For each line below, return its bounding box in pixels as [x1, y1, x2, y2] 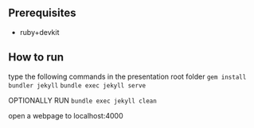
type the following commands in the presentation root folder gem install [8, 72, 247, 81]
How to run [8, 51, 64, 64]
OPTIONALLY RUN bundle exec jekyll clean [8, 95, 157, 105]
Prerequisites [8, 6, 76, 20]
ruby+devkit [19, 27, 60, 37]
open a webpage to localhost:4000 [8, 111, 123, 120]
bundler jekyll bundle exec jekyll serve [8, 81, 146, 90]
